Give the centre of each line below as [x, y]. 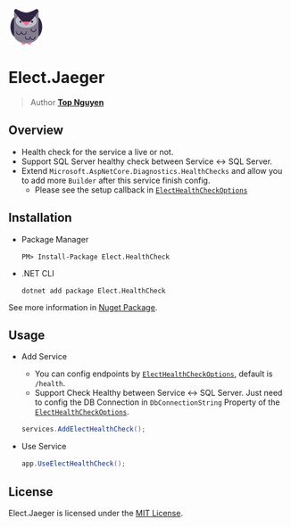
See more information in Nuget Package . [83, 307]
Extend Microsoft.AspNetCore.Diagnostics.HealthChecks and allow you [152, 170]
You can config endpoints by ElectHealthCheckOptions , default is [154, 374]
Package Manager [55, 239]
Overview [36, 131]
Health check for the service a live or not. [97, 152]
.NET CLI [37, 273]
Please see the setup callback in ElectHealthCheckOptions [141, 189]
